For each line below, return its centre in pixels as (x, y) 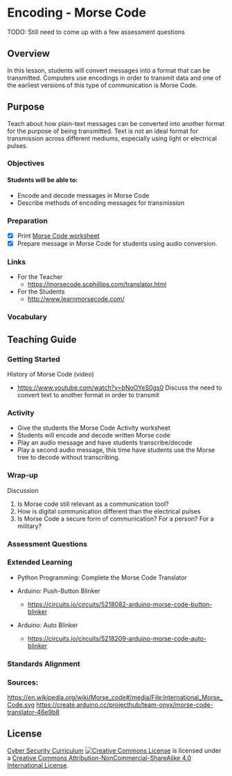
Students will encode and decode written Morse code (94, 435)
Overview (29, 54)
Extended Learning (40, 562)
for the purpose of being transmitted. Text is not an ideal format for (103, 131)
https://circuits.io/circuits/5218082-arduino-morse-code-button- (120, 604)
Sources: (23, 682)
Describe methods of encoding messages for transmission (101, 203)
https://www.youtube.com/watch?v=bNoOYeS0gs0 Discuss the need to (119, 388)
